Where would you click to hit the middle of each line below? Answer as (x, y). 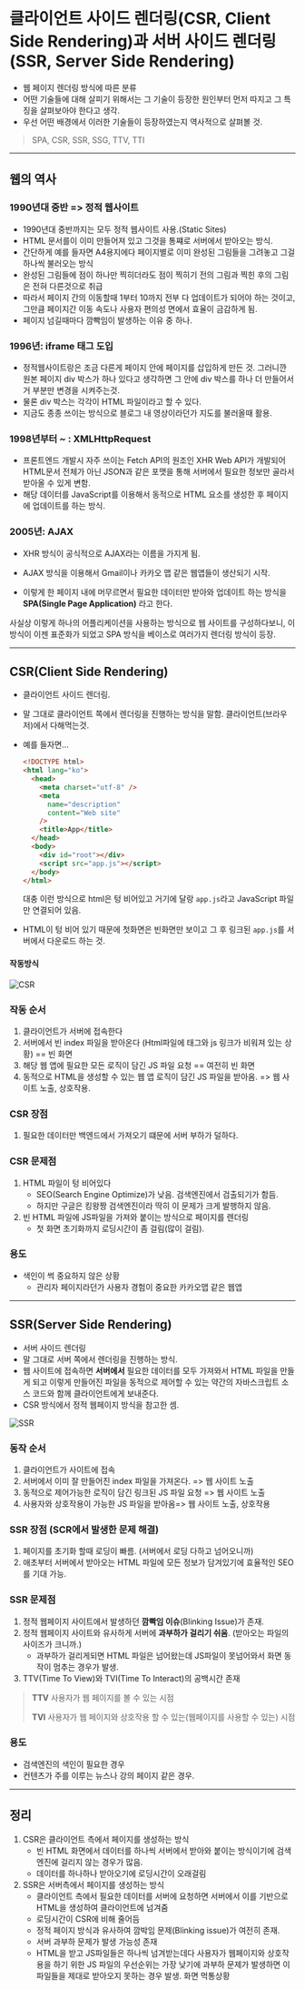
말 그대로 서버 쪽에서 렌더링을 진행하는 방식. (100, 1359)
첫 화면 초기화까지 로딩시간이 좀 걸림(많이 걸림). (120, 1228)
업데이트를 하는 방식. (69, 506)
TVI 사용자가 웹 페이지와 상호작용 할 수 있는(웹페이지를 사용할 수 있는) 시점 (163, 1717)
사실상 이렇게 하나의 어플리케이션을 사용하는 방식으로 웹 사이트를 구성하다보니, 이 (152, 622)
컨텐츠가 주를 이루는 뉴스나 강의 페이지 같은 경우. (108, 1775)
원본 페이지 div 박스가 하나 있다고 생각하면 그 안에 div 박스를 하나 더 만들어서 (158, 379)
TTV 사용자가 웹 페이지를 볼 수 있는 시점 (103, 1697)
